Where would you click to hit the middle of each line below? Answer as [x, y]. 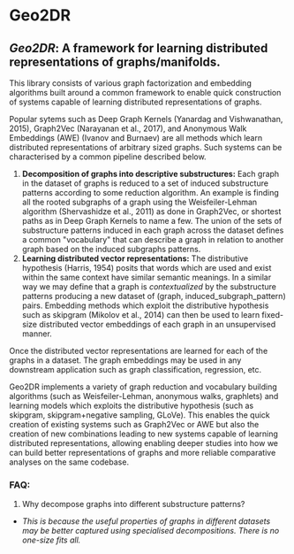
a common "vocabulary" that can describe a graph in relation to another [153, 239]
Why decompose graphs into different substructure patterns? [133, 504]
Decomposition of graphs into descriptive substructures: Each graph [151, 174]
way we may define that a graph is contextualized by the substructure [149, 287]
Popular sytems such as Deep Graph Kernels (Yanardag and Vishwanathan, [146, 119]
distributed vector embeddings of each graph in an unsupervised [158, 324]
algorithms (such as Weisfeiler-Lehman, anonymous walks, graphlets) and [144, 396]
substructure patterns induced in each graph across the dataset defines [153, 230]
